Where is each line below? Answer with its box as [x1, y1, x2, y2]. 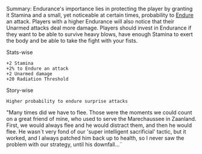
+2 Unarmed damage [6, 71, 52, 77]
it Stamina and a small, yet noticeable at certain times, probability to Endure [6, 11, 194, 19]
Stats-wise [6, 49, 33, 56]
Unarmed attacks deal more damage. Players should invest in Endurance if [6, 24, 192, 31]
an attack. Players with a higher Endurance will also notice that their [6, 18, 175, 25]
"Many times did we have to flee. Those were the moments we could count [6, 109, 192, 116]
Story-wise [6, 87, 34, 94]
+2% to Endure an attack [6, 66, 69, 72]
